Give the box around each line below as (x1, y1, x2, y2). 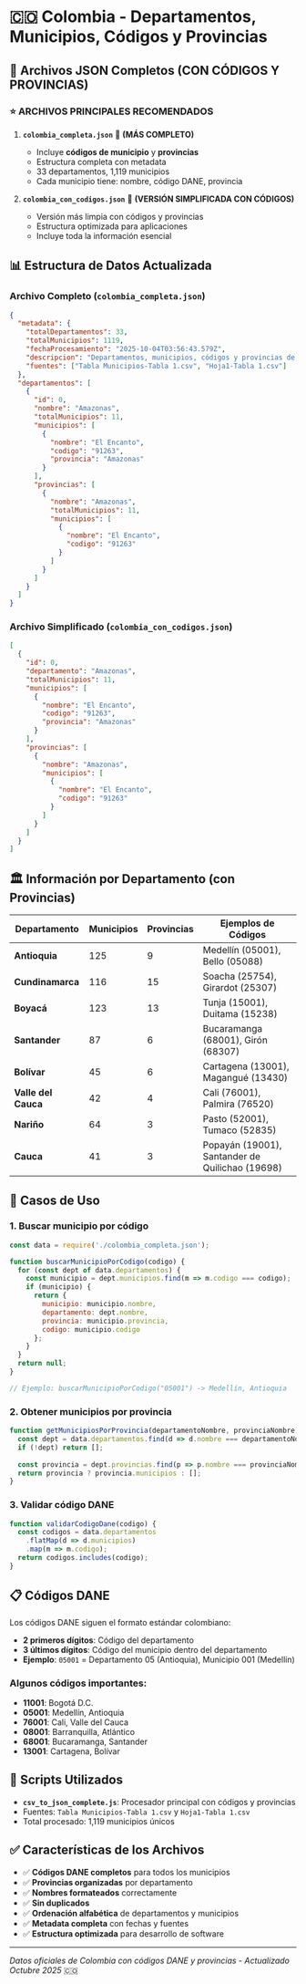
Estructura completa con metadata (36, 156, 167, 167)
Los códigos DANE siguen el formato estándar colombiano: (9, 1616, 231, 1627)
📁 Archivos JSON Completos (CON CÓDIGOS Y (9, 62, 280, 78)
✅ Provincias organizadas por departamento (22, 1876, 193, 1887)
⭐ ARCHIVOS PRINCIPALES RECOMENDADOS (9, 105, 214, 118)
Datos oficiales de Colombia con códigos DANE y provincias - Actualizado (9, 1955, 290, 1966)
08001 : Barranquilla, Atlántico (22, 1726, 135, 1737)
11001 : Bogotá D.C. (22, 1697, 94, 1708)
